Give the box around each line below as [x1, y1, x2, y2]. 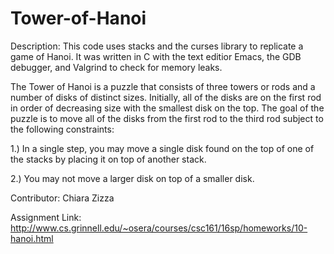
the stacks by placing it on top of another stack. [10, 153, 207, 165]
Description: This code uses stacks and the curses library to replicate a [10, 40, 304, 52]
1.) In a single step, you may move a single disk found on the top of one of [10, 142, 315, 154]
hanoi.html [10, 232, 54, 244]
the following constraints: [10, 123, 115, 135]
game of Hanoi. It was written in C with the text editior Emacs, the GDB [10, 50, 302, 62]
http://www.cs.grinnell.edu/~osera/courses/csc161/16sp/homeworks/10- [10, 222, 308, 234]
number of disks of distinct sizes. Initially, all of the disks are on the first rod [10, 91, 322, 103]
